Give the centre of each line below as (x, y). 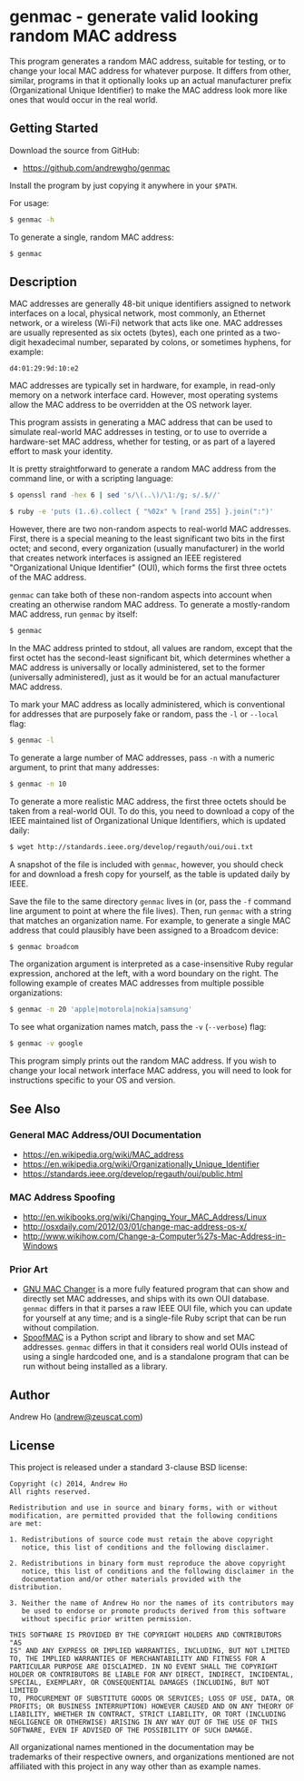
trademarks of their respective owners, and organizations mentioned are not (152, 1757)
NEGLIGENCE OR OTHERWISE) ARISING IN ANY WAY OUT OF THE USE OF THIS (144, 1723)
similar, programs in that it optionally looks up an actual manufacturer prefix (151, 80)
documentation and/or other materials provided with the (132, 1579)
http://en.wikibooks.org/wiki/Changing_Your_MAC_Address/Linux (145, 1217)
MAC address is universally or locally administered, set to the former (137, 667)
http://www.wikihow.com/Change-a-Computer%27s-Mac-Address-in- (154, 1236)
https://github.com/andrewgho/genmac (96, 168)
